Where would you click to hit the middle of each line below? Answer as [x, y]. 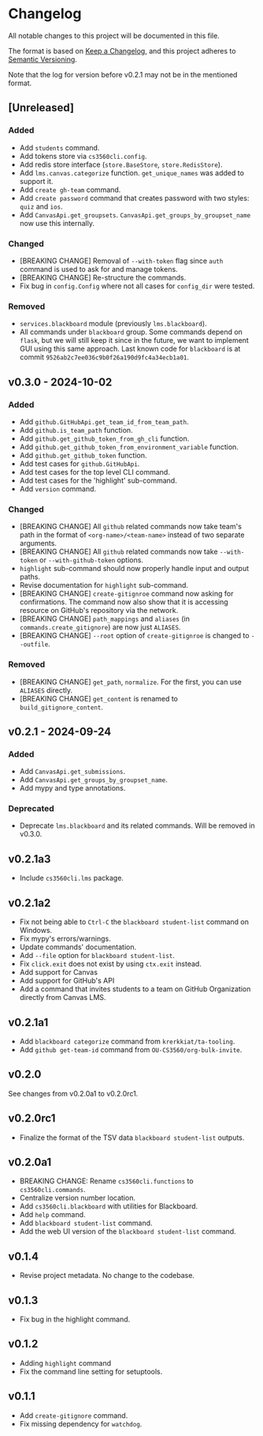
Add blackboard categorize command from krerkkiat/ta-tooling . [127, 1041]
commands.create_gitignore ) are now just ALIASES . [100, 627]
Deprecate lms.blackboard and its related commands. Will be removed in [137, 825]
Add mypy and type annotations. [72, 788]
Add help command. [52, 1215]
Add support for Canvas [59, 972]
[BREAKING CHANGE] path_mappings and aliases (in [105, 619]
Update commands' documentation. [78, 947]
